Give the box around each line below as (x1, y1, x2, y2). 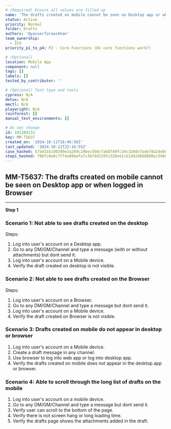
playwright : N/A (5, 107, 40, 112)
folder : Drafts (5, 27, 38, 32)
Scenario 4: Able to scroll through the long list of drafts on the (5, 378, 161, 385)
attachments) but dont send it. (12, 252, 76, 258)
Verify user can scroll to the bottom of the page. (12, 407, 113, 413)
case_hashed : (5, 149, 33, 154)
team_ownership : (5, 36, 40, 41)
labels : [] (5, 73, 28, 79)
